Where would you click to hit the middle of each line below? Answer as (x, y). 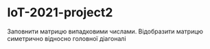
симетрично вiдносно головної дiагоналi (67, 38)
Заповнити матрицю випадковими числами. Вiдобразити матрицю (105, 31)
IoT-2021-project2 (60, 13)
